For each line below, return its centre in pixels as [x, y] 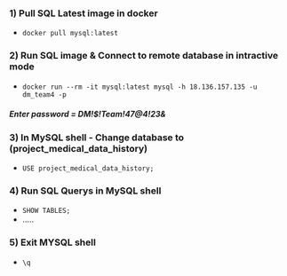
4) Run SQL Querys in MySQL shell [85, 191]
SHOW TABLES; [46, 211]
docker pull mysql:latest [70, 34]
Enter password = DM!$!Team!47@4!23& [88, 114]
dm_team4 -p [44, 95]
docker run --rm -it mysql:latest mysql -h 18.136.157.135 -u [140, 87]
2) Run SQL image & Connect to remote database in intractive [143, 56]
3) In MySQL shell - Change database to [97, 138]
